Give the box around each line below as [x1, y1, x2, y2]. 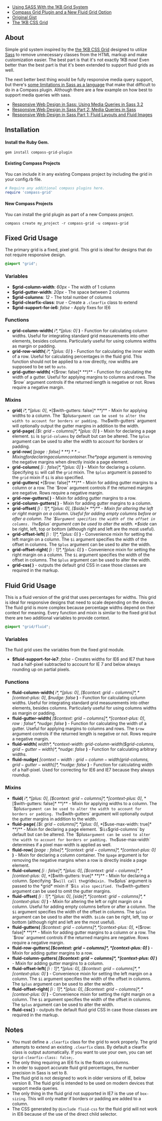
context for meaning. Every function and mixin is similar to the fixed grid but [5, 610, 156, 615]
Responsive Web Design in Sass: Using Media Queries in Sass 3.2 [12, 101, 144, 107]
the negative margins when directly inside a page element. [12, 459, 129, 465]
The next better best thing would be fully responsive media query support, [5, 76, 153, 82]
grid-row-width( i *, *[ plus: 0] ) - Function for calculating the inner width [12, 348, 155, 354]
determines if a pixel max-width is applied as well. [12, 841, 112, 847]
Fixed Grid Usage [5, 234, 58, 242]
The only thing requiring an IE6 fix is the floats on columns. [12, 1059, 130, 1065]
